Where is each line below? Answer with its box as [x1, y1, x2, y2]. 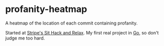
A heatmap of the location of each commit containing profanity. [5, 20, 138, 26]
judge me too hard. [5, 35, 45, 41]
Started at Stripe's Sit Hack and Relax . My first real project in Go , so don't [5, 29, 159, 35]
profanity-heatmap [5, 3, 87, 15]
